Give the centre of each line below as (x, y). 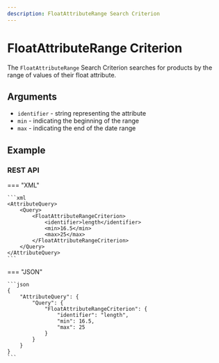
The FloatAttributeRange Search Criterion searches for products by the (110, 68)
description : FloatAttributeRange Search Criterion (83, 14)
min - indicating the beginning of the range (78, 121)
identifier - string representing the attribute (82, 114)
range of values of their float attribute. (62, 75)
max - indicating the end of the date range (76, 128)
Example (26, 150)
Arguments (32, 96)
